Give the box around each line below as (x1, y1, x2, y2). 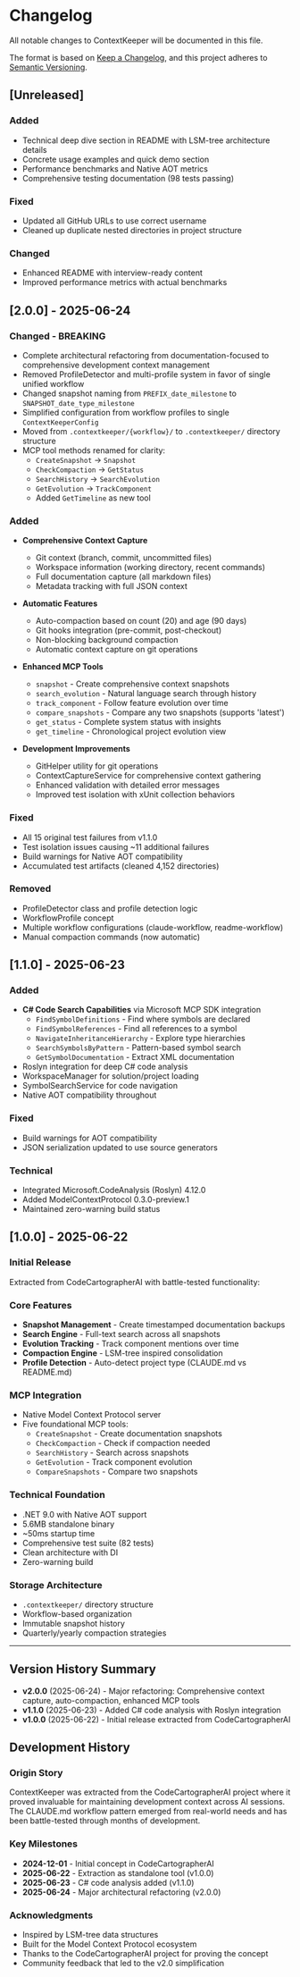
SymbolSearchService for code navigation (21, 1081, 179, 1091)
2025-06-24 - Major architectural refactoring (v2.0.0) (21, 1887, 221, 1897)
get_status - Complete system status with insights (35, 717, 221, 728)
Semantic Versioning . (9, 62, 87, 72)
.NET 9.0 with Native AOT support (21, 1509, 147, 1519)
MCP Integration (9, 1389, 82, 1401)
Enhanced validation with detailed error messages (35, 779, 221, 791)
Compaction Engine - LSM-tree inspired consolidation (21, 1348, 223, 1359)
